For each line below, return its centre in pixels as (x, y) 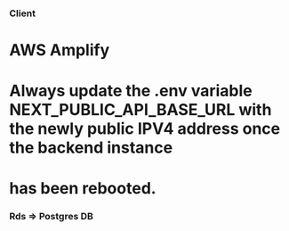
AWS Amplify (60, 50)
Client (22, 13)
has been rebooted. (83, 189)
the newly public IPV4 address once (145, 129)
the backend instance (91, 148)
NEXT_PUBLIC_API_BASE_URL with (140, 110)
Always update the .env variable (131, 91)
